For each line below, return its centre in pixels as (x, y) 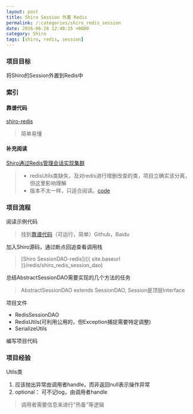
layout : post (22, 12)
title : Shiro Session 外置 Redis (47, 17)
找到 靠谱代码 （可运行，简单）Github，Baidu (75, 234)
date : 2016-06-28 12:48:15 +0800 (48, 28)
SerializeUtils (31, 328)
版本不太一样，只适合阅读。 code (70, 190)
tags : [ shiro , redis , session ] (45, 39)
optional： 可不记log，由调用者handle (61, 392)
